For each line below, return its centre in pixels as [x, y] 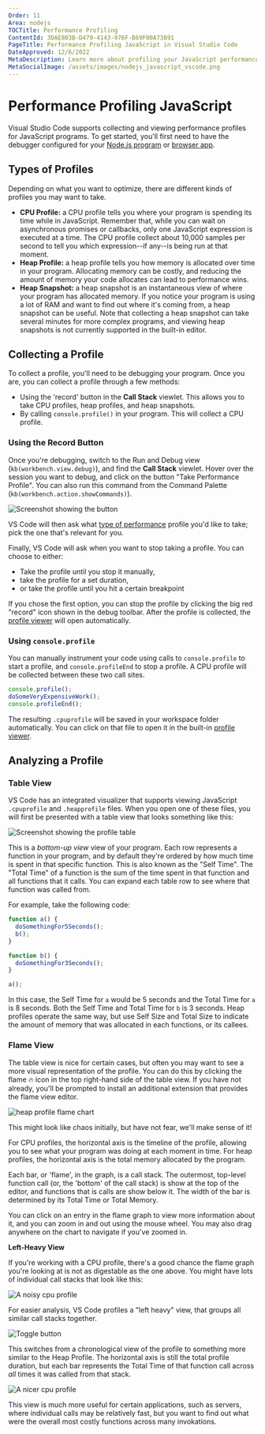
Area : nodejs [30, 23]
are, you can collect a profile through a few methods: [94, 382]
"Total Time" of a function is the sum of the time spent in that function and [129, 873]
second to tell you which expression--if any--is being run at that [123, 246]
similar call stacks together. [52, 1318]
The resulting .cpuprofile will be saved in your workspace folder [114, 719]
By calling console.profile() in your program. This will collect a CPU [132, 414]
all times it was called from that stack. [70, 1374]
